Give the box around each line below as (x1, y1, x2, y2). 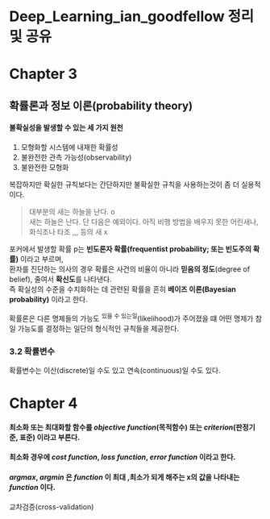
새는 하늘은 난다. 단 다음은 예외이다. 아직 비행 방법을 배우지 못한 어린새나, (28, 217, 259, 226)
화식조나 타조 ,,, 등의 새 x (28, 226, 108, 236)
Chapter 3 (9, 65, 77, 83)
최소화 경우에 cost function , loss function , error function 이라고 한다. (9, 452, 236, 462)
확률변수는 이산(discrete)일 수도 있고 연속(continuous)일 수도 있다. (9, 365, 221, 375)
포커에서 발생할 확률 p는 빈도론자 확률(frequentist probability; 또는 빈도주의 (9, 243, 252, 254)
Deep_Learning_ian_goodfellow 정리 (9, 7, 255, 26)
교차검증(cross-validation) (9, 501, 94, 512)
